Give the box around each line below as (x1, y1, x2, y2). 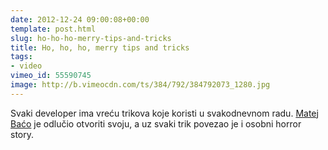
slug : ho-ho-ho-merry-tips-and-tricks (10, 33, 172, 43)
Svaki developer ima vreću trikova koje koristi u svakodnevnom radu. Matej (10, 107, 319, 119)
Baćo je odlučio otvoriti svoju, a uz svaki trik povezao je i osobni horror (10, 117, 302, 130)
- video (10, 61, 43, 71)
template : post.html (10, 24, 97, 34)
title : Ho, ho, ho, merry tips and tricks (10, 42, 190, 53)
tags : (10, 52, 33, 62)
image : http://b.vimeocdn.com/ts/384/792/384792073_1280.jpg (10, 80, 271, 90)
